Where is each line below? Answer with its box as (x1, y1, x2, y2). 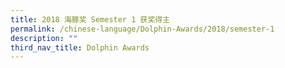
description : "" (10, 33, 78, 43)
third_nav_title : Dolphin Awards (10, 42, 150, 53)
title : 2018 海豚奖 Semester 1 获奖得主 (10, 14, 171, 25)
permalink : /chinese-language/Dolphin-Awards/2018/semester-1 (10, 24, 275, 34)
